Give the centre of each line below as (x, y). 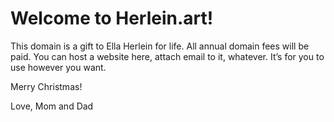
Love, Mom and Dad (52, 106)
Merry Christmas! (46, 86)
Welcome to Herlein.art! (112, 18)
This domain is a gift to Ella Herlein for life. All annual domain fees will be (160, 46)
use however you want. (58, 67)
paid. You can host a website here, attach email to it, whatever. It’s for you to (167, 56)
